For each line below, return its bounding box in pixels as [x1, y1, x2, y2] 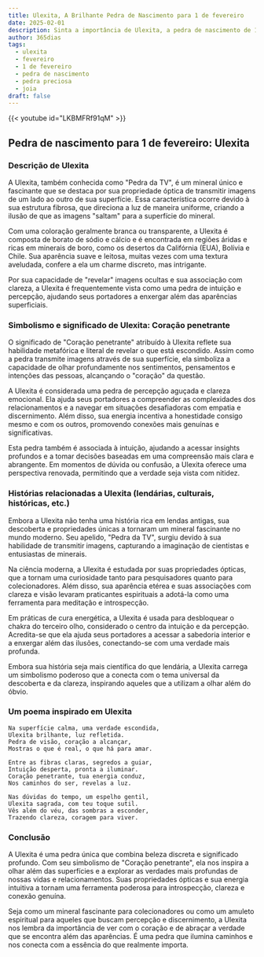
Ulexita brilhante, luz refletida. [8, 731, 125, 739]
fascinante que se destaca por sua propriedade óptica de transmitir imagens [8, 186, 256, 195]
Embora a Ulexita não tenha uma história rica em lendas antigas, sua [8, 516, 230, 525]
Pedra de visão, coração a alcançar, [8, 738, 132, 745]
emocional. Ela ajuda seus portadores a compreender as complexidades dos [8, 395, 256, 404]
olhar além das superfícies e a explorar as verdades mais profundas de [8, 867, 238, 876]
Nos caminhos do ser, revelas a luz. [8, 779, 132, 787]
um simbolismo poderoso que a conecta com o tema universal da [8, 670, 220, 679]
